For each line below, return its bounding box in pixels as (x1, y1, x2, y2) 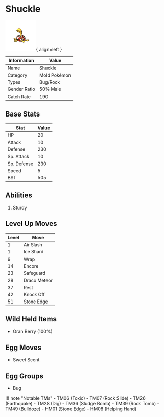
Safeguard (24, 270, 46, 276)
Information (8, 57, 34, 64)
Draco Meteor (24, 277, 53, 284)
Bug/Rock (39, 79, 60, 85)
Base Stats (5, 109, 40, 118)
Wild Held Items (5, 315, 57, 323)
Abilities (5, 191, 32, 200)
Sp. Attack (7, 153, 30, 159)
